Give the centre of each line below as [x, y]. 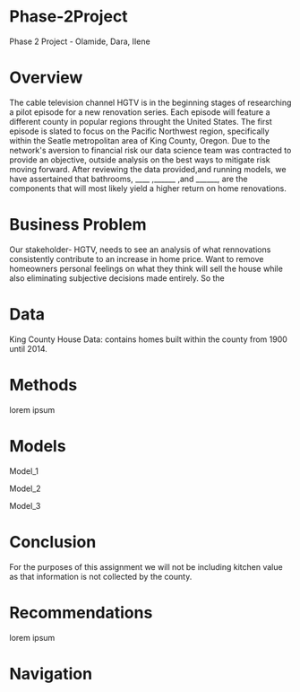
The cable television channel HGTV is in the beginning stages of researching [150, 102]
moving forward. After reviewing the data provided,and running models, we [148, 169]
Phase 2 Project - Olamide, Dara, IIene [80, 41]
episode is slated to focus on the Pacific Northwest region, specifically [140, 131]
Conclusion [53, 542]
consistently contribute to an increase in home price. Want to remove [137, 258]
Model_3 [25, 505]
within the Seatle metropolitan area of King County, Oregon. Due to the [140, 140]
